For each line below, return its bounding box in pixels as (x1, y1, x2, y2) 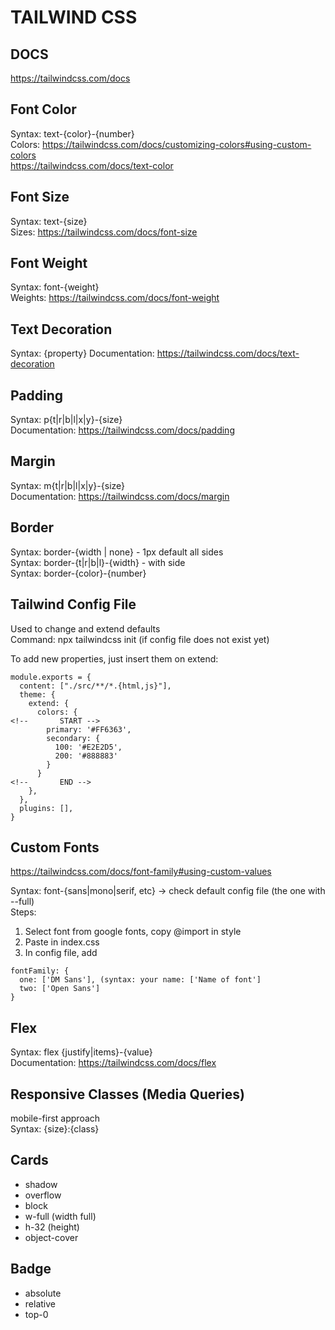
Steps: (10, 906, 37, 918)
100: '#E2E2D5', (54, 742, 123, 752)
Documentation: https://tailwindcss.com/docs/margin (10, 490, 230, 502)
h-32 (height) (24, 1221, 80, 1233)
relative (24, 1297, 56, 1310)
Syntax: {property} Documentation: (10, 347, 155, 360)
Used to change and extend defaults (10, 622, 161, 635)
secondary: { (46, 733, 101, 743)
